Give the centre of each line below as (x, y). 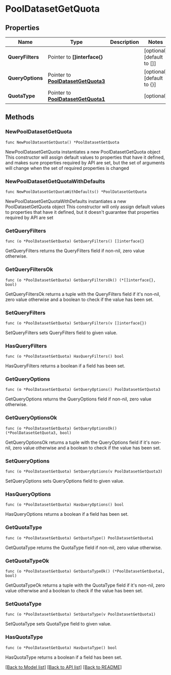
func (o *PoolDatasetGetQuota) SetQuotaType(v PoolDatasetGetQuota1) (81, 615)
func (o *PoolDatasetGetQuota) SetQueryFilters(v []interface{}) (76, 323)
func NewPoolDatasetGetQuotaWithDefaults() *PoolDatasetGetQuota (76, 192)
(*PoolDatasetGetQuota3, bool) (38, 433)
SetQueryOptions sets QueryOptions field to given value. (65, 481)
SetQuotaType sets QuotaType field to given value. (59, 624)
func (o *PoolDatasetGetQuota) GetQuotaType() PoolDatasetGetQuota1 (79, 538)
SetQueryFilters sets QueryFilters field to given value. (61, 333)
